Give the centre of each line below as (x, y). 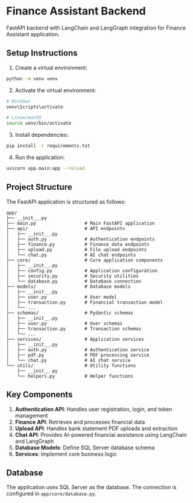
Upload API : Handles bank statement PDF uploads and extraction (96, 428)
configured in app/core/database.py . (51, 494)
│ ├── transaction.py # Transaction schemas (74, 329)
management (31, 415)
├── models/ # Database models (68, 286)
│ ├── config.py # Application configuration (82, 270)
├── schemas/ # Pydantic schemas (70, 313)
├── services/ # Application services (75, 339)
